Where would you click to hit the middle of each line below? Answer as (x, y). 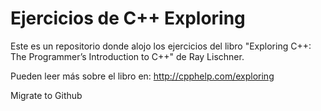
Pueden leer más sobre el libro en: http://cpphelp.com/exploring (142, 76)
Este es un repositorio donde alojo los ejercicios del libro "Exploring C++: (161, 46)
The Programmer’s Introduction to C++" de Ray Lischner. (127, 56)
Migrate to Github (46, 95)
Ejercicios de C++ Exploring (128, 18)
